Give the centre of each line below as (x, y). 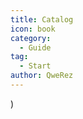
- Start (35, 66)
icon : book (33, 29)
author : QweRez (42, 76)
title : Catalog (42, 19)
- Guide (35, 47)
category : (31, 38)
